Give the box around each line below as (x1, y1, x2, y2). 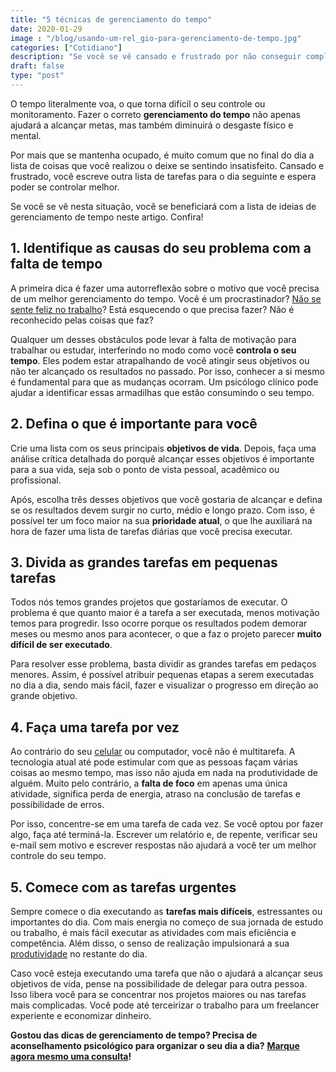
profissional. (10, 474, 62, 486)
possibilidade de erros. (10, 799, 105, 811)
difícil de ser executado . (10, 639, 113, 651)
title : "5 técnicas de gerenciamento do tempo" (10, 14, 213, 25)
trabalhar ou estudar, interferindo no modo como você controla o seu (10, 344, 297, 356)
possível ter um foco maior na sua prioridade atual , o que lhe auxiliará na (10, 514, 313, 526)
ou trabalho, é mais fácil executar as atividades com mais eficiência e (10, 926, 297, 938)
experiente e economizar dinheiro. (10, 1009, 152, 1021)
